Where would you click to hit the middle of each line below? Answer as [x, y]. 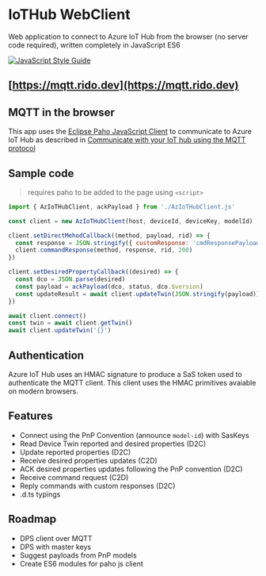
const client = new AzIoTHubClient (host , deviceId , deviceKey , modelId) [131, 221]
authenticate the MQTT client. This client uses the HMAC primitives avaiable [132, 383]
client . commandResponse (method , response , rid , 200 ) [104, 250]
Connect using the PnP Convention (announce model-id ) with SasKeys [134, 435]
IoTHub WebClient [69, 15]
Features [30, 416]
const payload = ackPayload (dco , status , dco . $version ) [109, 286]
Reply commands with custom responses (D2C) [97, 486]
